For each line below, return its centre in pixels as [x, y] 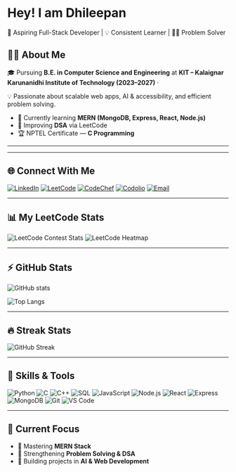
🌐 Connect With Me [51, 171]
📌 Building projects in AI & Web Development [83, 461]
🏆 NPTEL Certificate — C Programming [76, 133]
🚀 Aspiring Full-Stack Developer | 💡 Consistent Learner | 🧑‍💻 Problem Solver [117, 32]
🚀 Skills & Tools [41, 376]
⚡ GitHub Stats [40, 268]
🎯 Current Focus [44, 429]
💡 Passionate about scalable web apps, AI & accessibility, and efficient [110, 96]
